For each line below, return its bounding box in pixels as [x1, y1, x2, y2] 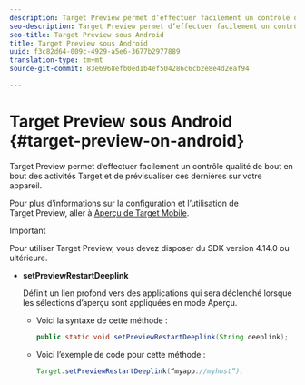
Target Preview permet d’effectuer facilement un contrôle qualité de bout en [9, 160, 293, 171]
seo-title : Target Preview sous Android [9, 30, 165, 39]
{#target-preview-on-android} [9, 131, 245, 151]
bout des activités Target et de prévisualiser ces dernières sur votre [9, 170, 262, 181]
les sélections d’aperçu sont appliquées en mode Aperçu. [22, 297, 238, 308]
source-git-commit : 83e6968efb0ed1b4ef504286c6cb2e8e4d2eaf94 [9, 65, 250, 74]
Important [9, 225, 46, 236]
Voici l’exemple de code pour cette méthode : [35, 349, 206, 360]
